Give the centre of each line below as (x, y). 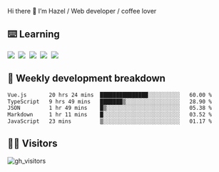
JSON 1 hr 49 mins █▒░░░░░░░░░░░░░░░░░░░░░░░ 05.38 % (110, 108)
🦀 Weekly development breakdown (87, 79)
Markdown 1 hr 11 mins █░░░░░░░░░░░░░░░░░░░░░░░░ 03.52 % (110, 115)
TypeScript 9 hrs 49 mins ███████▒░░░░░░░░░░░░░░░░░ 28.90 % (110, 101)
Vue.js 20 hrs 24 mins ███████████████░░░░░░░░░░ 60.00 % (110, 95)
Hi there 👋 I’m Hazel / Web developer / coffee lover (82, 11)
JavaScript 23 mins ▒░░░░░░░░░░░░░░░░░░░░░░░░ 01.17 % (110, 121)
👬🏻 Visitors (33, 144)
